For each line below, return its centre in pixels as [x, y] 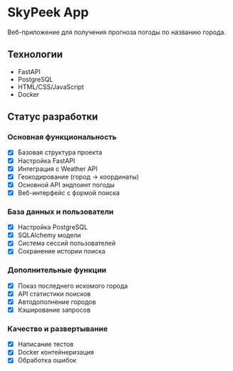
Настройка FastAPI [46, 160]
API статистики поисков [54, 293]
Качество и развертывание [58, 328]
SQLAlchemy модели [49, 235]
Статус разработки [53, 117]
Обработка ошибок [47, 360]
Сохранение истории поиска [61, 251]
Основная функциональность [62, 137]
